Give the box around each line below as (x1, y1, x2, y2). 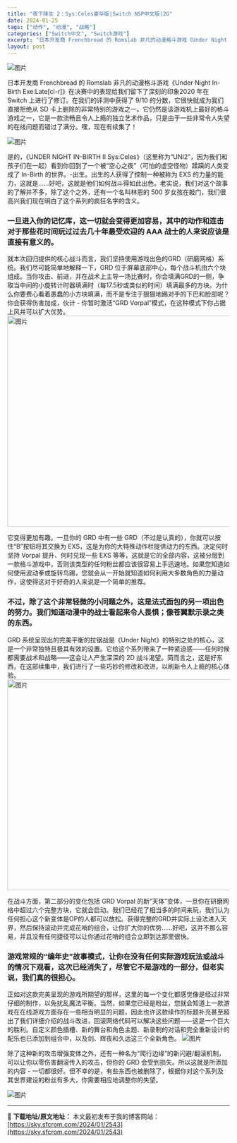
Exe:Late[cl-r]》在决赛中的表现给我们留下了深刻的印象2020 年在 (22, 88, 209, 95)
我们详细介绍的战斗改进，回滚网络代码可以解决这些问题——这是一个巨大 (19, 1016, 230, 1024)
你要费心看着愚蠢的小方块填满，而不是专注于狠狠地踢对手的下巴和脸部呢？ (13, 290, 230, 299)
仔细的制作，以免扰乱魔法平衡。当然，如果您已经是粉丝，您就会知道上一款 (7, 998, 224, 1007)
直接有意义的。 (7, 237, 59, 247)
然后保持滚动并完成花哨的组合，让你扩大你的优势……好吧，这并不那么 (19, 923, 222, 932)
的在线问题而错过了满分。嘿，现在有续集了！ (7, 123, 138, 131)
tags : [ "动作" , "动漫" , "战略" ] (7, 23, 97, 30)
